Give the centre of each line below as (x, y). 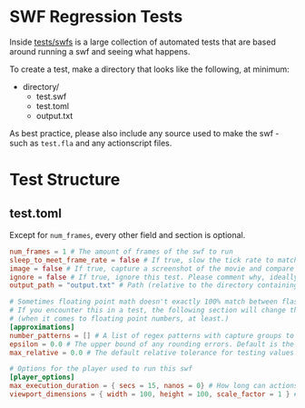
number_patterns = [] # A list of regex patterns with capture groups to (152, 335)
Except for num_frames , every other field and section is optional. (128, 234)
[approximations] (42, 327)
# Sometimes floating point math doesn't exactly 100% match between (144, 302)
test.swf (51, 96)
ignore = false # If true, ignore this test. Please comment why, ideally (154, 277)
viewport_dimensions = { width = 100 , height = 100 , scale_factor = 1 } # (154, 394)
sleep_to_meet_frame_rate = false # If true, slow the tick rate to (142, 260)
